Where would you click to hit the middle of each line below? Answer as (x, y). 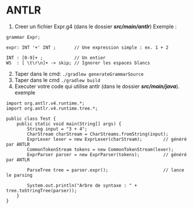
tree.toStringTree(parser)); (42, 191)
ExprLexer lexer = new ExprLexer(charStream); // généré (107, 139)
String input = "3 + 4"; (57, 129)
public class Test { (31, 119)
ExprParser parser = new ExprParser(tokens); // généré (107, 154)
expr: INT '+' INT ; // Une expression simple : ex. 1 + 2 (87, 48)
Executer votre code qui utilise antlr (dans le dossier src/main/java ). (97, 86)
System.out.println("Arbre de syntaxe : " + (82, 186)
